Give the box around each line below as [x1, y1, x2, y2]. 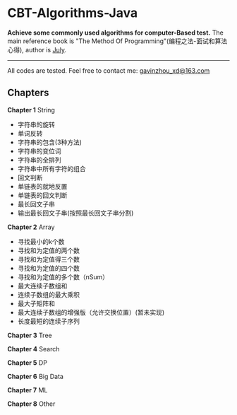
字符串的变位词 [17, 146, 61, 155]
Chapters [7, 87, 49, 99]
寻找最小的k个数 [17, 237, 65, 245]
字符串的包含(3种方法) [17, 138, 83, 146]
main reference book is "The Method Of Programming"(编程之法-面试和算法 [7, 37, 228, 45]
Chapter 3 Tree [7, 331, 52, 339]
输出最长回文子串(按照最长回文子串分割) [17, 209, 134, 217]
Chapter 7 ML [7, 385, 48, 394]
